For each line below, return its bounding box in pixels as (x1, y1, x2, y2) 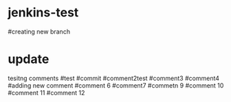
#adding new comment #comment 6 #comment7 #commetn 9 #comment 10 (8, 81, 224, 90)
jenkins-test (8, 5, 79, 21)
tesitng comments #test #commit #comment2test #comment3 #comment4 (8, 74, 219, 82)
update (8, 51, 49, 67)
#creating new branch (8, 27, 71, 36)
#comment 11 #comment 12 (8, 88, 85, 97)
